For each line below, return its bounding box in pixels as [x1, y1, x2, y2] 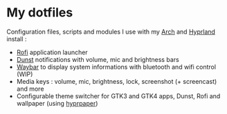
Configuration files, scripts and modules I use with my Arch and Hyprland [6, 27, 216, 36]
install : [6, 34, 27, 43]
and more [16, 84, 44, 93]
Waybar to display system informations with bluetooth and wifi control [16, 62, 216, 71]
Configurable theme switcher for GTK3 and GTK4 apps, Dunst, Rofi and [16, 91, 221, 100]
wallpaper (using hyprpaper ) [16, 99, 98, 107]
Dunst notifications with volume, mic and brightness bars [16, 55, 179, 63]
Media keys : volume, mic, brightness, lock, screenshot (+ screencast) [16, 77, 217, 85]
